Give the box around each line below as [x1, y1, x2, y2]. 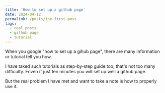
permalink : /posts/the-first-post [5, 16, 77, 21]
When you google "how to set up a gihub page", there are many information [5, 48, 160, 54]
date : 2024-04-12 [5, 12, 41, 17]
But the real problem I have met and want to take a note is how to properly [5, 78, 157, 84]
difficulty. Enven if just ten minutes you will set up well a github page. [5, 68, 147, 74]
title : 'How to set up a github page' [5, 7, 85, 12]
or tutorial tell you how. [5, 53, 52, 59]
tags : [5, 21, 16, 26]
